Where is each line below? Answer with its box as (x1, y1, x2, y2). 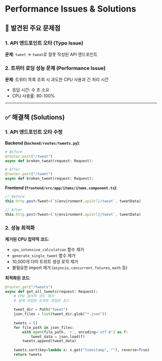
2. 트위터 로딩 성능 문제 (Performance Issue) (5, 64, 106, 71)
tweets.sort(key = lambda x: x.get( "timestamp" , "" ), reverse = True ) (13, 347, 150, 353)
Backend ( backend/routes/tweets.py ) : (5, 140, 81, 146)
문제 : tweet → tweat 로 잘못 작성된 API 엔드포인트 (5, 51, 98, 57)
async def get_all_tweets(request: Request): (5, 289, 98, 294)
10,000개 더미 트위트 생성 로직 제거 (12, 258, 79, 264)
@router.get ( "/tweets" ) (5, 285, 53, 289)
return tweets (13, 352, 42, 357)
